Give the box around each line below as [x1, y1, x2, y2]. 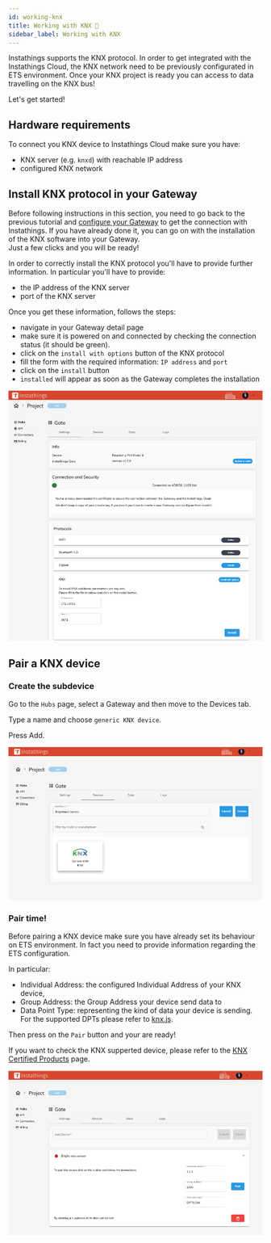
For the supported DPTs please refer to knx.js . [19, 1014, 173, 1023]
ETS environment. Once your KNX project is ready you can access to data [8, 70, 254, 80]
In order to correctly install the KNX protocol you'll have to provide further [8, 258, 253, 268]
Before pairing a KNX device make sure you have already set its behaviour [8, 931, 256, 941]
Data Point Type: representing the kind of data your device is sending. [19, 1006, 252, 1015]
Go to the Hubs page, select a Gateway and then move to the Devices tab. [8, 699, 252, 708]
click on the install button [19, 366, 110, 375]
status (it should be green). [19, 340, 110, 349]
